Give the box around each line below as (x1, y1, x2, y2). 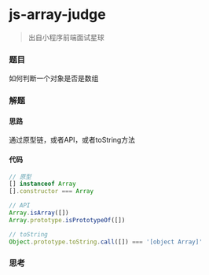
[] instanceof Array (9, 180, 77, 188)
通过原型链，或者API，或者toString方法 (9, 136, 136, 145)
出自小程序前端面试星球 (27, 32, 104, 42)
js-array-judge (9, 6, 106, 24)
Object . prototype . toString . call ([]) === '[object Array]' (9, 238, 203, 246)
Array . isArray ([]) (9, 209, 69, 217)
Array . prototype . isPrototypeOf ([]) (9, 216, 126, 224)
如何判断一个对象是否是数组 (9, 73, 99, 84)
